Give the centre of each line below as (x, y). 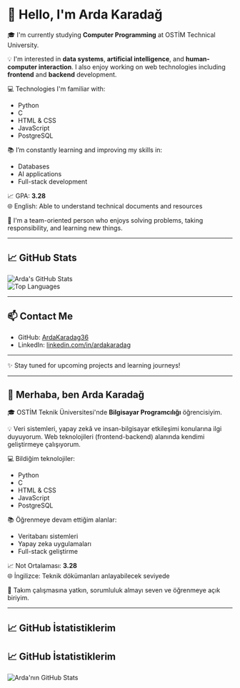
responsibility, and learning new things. (65, 228)
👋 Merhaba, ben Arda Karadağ (76, 394)
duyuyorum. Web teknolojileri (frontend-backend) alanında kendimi (106, 437)
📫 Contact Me (40, 317)
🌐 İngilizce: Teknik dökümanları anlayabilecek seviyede (89, 576)
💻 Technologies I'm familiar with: (56, 88)
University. (23, 45)
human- (197, 59)
